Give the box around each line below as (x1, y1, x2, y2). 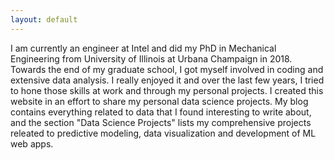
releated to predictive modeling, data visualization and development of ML (10, 127, 317, 139)
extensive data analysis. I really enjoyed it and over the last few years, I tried (10, 74, 325, 86)
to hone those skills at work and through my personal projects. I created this (10, 84, 324, 96)
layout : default (10, 14, 78, 25)
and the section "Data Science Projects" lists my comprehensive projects (10, 116, 312, 128)
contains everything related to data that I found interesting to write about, (10, 106, 312, 118)
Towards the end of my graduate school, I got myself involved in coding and (10, 63, 324, 75)
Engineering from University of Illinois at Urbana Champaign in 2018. (10, 52, 293, 65)
